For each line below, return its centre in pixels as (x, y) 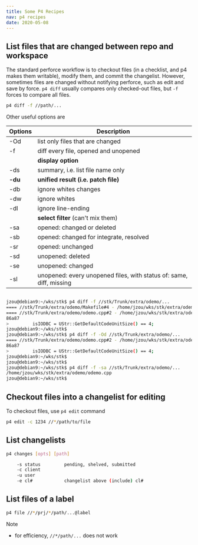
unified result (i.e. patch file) (78, 180)
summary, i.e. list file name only (81, 170)
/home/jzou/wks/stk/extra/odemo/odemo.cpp (59, 373)
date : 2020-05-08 (27, 22)
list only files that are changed (79, 141)
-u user (26, 475)
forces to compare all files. (38, 95)
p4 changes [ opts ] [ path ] (38, 454)
